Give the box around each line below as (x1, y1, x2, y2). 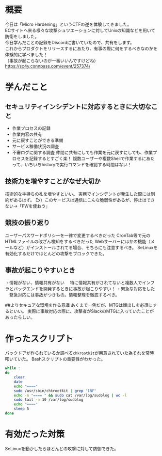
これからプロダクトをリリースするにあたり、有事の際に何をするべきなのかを (5, 46, 158, 51)
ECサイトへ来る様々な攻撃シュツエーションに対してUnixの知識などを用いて (5, 27, 156, 33)
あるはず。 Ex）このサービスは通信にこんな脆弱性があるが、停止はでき (13, 197, 155, 203)
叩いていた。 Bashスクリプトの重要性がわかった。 (5, 356, 106, 362)
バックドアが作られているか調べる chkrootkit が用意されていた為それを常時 (5, 350, 154, 356)
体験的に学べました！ (5, 51, 48, 57)
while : (5, 366, 21, 371)
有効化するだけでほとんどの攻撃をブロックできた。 (5, 251, 107, 256)
